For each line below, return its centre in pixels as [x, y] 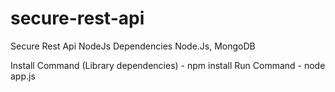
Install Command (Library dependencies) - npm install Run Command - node [168, 65]
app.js [23, 76]
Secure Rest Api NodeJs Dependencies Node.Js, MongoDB [133, 46]
